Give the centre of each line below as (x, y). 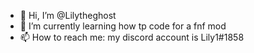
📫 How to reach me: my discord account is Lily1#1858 (132, 37)
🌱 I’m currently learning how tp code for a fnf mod (123, 26)
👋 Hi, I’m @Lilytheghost (68, 15)
